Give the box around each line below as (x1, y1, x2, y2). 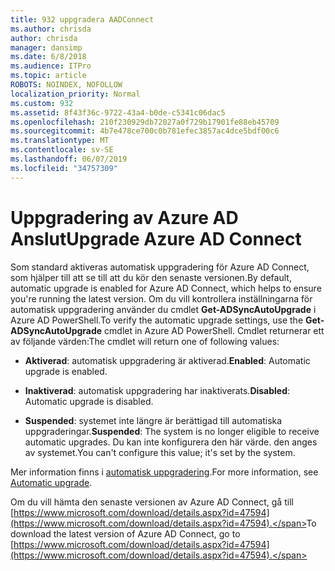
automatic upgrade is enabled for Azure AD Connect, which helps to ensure (10, 282, 322, 294)
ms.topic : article (10, 71, 87, 81)
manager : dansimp (10, 42, 83, 53)
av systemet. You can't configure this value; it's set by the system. (24, 446, 296, 458)
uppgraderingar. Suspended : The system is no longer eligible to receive (24, 425, 320, 437)
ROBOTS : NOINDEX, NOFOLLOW (10, 80, 123, 90)
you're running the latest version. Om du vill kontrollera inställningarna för (10, 292, 313, 305)
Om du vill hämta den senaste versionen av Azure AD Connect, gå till (10, 496, 294, 508)
